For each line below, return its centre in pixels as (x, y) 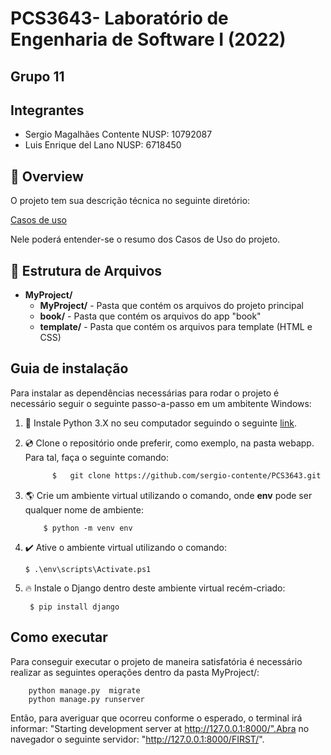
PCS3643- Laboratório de (119, 18)
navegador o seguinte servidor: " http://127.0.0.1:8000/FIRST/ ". (137, 739)
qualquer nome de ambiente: (84, 509)
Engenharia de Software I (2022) (148, 39)
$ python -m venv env (88, 528)
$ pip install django (74, 607)
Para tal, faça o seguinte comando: (97, 457)
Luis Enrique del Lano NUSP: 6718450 (103, 145)
